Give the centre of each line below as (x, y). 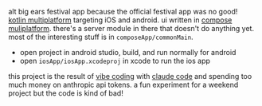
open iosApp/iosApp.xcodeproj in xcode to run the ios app (115, 61)
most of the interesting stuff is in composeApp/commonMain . (101, 37)
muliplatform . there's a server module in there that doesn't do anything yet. (131, 28)
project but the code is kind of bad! (66, 93)
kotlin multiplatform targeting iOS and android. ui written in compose (120, 20)
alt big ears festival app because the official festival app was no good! (123, 12)
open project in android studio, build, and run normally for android (128, 52)
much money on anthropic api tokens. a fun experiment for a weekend (123, 84)
